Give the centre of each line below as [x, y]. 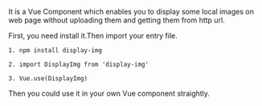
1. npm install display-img [55, 51]
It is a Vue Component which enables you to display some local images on [131, 12]
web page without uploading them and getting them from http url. [117, 20]
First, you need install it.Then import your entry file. [93, 36]
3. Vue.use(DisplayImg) [48, 79]
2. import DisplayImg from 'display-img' [79, 64]
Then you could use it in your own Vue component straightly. [109, 93]
